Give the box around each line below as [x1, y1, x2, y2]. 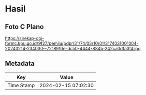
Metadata [5, 59, 35, 68]
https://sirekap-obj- [5, 35, 44, 41]
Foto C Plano [5, 23, 44, 31]
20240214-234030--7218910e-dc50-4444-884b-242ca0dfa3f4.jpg [5, 46, 141, 51]
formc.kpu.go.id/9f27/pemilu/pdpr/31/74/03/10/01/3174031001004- [5, 41, 139, 46]
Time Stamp [7, 82, 35, 89]
